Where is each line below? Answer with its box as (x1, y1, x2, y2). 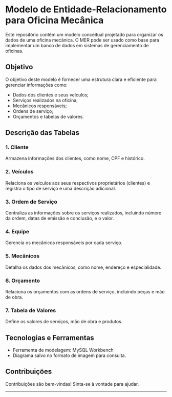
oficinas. (5, 48, 24, 54)
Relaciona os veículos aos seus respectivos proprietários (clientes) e (5, 180, 150, 186)
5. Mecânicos (5, 252, 40, 260)
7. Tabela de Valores (5, 307, 56, 314)
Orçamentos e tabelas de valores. (12, 113, 84, 120)
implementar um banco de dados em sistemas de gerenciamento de (5, 42, 149, 48)
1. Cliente (5, 144, 29, 151)
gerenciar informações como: (5, 82, 68, 88)
